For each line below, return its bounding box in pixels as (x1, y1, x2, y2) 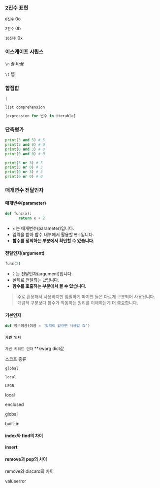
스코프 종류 (5, 356, 27, 362)
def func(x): (5, 211, 32, 216)
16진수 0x (5, 35, 23, 41)
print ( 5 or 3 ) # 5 (5, 160, 43, 165)
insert (5, 444, 18, 450)
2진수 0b (5, 26, 21, 32)
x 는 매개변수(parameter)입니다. (12, 225, 75, 231)
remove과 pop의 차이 (5, 456, 47, 462)
